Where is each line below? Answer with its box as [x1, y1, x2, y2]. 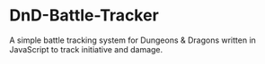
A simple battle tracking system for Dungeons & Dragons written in [9, 35, 256, 45]
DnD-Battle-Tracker [9, 5, 159, 26]
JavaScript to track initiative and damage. [9, 44, 163, 54]
